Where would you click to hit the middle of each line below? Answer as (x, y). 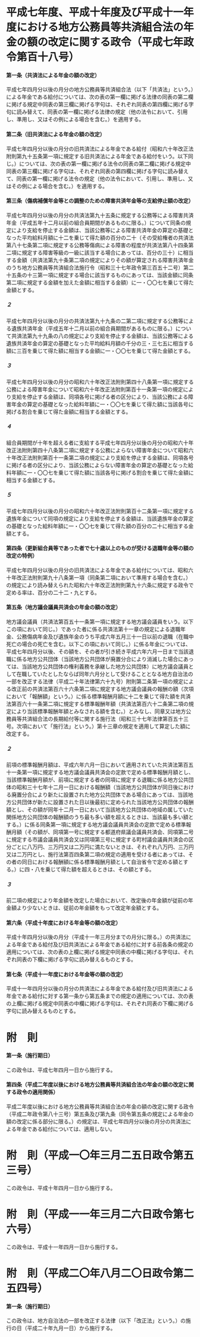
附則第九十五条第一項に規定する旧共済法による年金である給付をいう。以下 (97, 156)
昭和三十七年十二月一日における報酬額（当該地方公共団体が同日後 (97, 787)
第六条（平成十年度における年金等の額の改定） (63, 923)
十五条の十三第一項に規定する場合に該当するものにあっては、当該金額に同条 (100, 275)
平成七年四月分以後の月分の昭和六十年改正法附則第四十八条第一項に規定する (100, 382)
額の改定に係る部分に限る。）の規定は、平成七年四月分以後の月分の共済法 (96, 1122)
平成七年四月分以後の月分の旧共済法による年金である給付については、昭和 (97, 570)
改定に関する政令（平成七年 (116, 42)
